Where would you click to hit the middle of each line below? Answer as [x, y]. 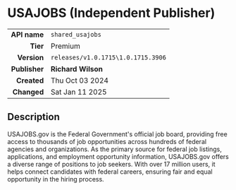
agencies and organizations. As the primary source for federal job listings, [114, 149]
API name [27, 35]
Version [31, 57]
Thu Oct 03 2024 [80, 81]
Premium [66, 46]
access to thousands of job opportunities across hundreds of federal [107, 141]
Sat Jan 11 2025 [79, 92]
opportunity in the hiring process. [56, 179]
